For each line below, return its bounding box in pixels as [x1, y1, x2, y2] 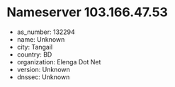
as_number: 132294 [16, 28, 75, 36]
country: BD [16, 50, 52, 59]
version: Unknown [16, 65, 70, 74]
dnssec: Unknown [16, 72, 70, 81]
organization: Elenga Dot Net [16, 57, 101, 66]
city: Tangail [16, 42, 53, 51]
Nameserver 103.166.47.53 [6, 4, 168, 21]
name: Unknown [16, 35, 65, 43]
